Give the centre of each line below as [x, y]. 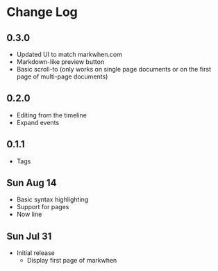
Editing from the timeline [52, 115]
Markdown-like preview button [60, 62]
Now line [29, 214]
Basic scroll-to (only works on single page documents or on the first [114, 69]
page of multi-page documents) [62, 76]
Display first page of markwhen [72, 261]
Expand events [38, 122]
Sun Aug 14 [32, 183]
